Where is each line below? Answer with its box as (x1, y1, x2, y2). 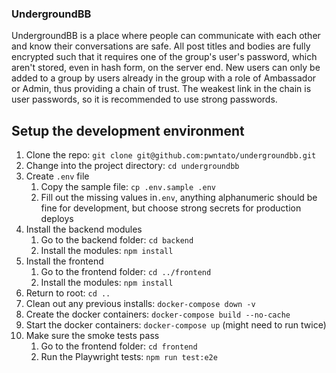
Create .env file (25, 170, 90, 182)
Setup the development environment (11, 122, 245, 139)
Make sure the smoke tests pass (25, 330, 160, 342)
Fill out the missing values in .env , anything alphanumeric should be (40, 192, 318, 204)
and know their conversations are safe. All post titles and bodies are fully (11, 40, 311, 52)
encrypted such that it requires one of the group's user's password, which (11, 51, 318, 63)
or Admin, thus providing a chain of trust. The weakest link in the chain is (11, 83, 312, 95)
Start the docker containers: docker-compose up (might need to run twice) (25, 319, 327, 331)
